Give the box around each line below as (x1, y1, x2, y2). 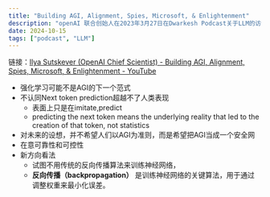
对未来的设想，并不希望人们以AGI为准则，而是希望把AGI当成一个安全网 (19, 130, 256, 140)
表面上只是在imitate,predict (31, 103, 123, 113)
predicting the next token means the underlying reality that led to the (31, 112, 260, 121)
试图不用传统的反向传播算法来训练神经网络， (31, 160, 181, 170)
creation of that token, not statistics (31, 121, 150, 130)
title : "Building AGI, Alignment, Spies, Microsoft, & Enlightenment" (8, 11, 250, 20)
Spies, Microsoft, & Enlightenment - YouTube (8, 66, 157, 76)
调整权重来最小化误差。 (31, 180, 110, 190)
